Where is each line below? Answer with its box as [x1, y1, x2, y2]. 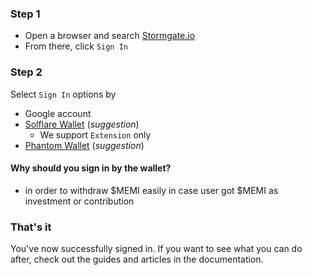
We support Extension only [39, 128, 152, 141]
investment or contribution [24, 195, 135, 207]
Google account [24, 107, 92, 119]
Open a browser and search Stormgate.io [24, 30, 196, 42]
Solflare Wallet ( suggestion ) [24, 118, 140, 130]
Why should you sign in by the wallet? [10, 162, 172, 174]
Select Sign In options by [10, 88, 117, 100]
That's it [10, 220, 52, 234]
